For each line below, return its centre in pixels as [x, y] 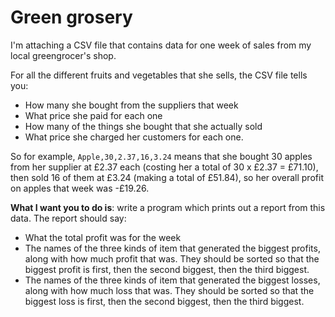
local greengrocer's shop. [63, 55]
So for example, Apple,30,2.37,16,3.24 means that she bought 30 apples [161, 156]
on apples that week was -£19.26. [80, 188]
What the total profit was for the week [103, 237]
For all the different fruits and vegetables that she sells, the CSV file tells [159, 75]
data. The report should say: [68, 218]
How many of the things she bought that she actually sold [143, 126]
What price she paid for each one [93, 115]
